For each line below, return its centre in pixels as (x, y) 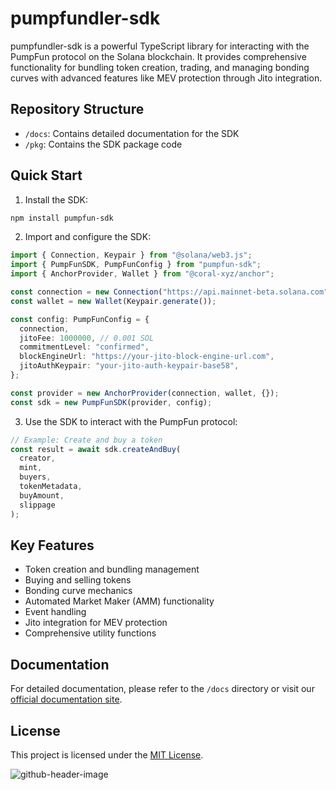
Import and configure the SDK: (88, 237)
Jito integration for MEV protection (96, 623)
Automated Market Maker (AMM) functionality (119, 601)
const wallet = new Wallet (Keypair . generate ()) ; (113, 301)
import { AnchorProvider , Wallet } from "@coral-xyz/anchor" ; (142, 274)
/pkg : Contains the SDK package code (103, 144)
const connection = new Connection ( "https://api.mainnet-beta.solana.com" (169, 292)
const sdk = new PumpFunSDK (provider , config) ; (111, 402)
